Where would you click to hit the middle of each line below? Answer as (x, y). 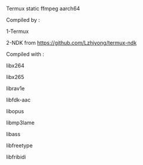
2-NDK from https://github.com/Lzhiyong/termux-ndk (71, 43)
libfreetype (19, 146)
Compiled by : (23, 20)
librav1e (16, 88)
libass (13, 134)
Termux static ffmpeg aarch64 (43, 9)
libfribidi (16, 157)
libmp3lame (20, 123)
